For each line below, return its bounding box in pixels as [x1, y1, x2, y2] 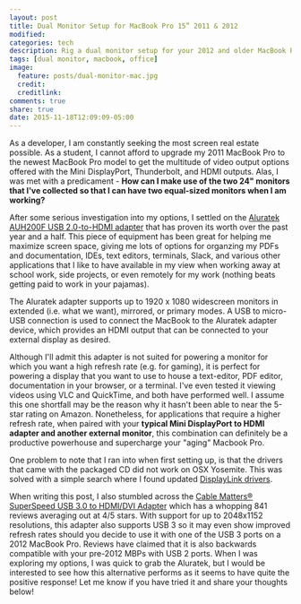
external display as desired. [9, 334, 111, 345]
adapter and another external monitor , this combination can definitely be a [9, 427, 288, 439]
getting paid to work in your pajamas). [9, 279, 150, 289]
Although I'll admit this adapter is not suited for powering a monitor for [9, 351, 269, 363]
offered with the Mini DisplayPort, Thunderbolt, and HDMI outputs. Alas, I [9, 167, 279, 177]
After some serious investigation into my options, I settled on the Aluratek [9, 212, 280, 223]
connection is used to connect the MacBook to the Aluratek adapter [27, 315, 278, 326]
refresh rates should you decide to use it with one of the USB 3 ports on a [9, 530, 281, 540]
